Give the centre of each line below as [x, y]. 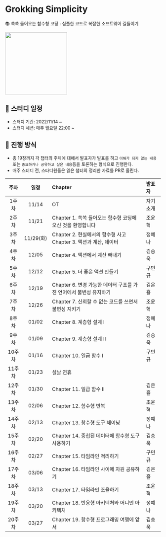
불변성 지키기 [66, 309]
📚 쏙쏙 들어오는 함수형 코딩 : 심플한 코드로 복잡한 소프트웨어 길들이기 [72, 23]
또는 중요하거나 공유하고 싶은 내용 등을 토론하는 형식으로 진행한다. [73, 164]
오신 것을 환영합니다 [74, 225]
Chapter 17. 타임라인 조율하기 [85, 489]
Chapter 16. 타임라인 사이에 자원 [88, 469]
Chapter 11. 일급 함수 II [78, 389]
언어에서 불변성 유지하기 [84, 292]
